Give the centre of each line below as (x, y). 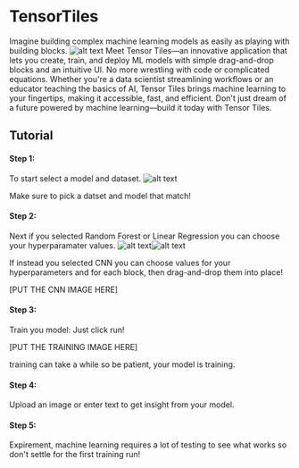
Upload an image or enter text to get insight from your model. (122, 405)
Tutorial (31, 136)
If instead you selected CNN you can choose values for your (120, 263)
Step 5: (23, 425)
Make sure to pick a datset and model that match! (100, 196)
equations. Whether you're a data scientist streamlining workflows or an (141, 79)
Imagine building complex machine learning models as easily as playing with (149, 41)
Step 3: (23, 310)
